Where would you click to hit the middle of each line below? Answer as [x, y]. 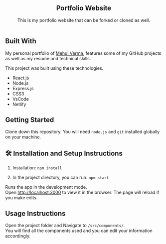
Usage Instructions [35, 213]
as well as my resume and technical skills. [48, 58]
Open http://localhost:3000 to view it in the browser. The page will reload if [82, 192]
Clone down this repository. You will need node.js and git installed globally [83, 132]
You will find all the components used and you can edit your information [79, 231]
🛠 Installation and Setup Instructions [64, 153]
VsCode [20, 99]
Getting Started [30, 120]
